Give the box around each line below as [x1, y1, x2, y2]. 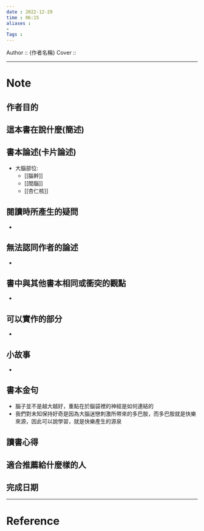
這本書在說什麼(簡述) [6, 125, 84, 135]
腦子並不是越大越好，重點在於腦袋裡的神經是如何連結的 [15, 402, 154, 409]
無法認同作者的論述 [6, 243, 78, 253]
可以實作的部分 [6, 314, 63, 324]
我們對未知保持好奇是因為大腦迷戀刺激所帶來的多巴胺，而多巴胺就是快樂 [15, 410, 196, 417]
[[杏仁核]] [24, 187, 49, 195]
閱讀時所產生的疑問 [6, 207, 78, 217]
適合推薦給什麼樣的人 [6, 460, 86, 470]
